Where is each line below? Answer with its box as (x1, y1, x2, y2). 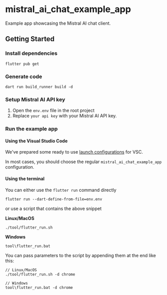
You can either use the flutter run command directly (5, 187, 117, 193)
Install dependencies (5, 50, 58, 57)
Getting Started (5, 35, 55, 43)
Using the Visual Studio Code (5, 137, 68, 144)
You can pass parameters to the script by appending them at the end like (5, 252, 156, 258)
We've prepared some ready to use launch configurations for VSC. (5, 149, 143, 155)
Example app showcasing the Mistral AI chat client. (5, 20, 111, 26)
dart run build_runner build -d (5, 84, 73, 89)
